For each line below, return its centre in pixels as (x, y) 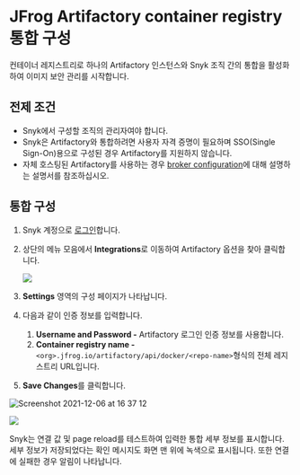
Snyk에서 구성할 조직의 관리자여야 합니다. (95, 130)
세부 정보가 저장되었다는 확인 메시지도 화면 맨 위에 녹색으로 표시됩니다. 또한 (141, 450)
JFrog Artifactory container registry (146, 17)
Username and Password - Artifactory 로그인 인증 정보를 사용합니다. (160, 334)
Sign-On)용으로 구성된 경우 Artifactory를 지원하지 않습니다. (127, 153)
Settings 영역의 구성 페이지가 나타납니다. (95, 296)
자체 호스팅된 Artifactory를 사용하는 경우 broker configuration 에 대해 (145, 164)
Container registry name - (85, 344)
